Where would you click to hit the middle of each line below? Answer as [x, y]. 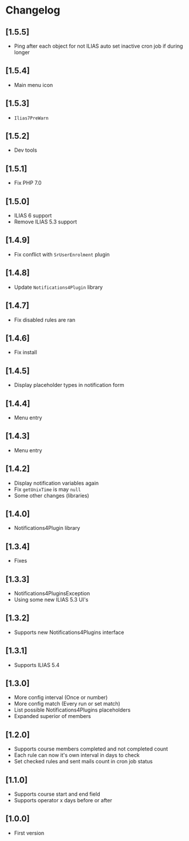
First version [29, 833]
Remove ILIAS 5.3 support [45, 222]
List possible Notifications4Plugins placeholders [72, 710]
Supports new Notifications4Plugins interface [69, 632]
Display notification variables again [56, 483]
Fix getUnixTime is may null [47, 489]
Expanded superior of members [53, 716]
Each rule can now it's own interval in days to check [77, 755]
